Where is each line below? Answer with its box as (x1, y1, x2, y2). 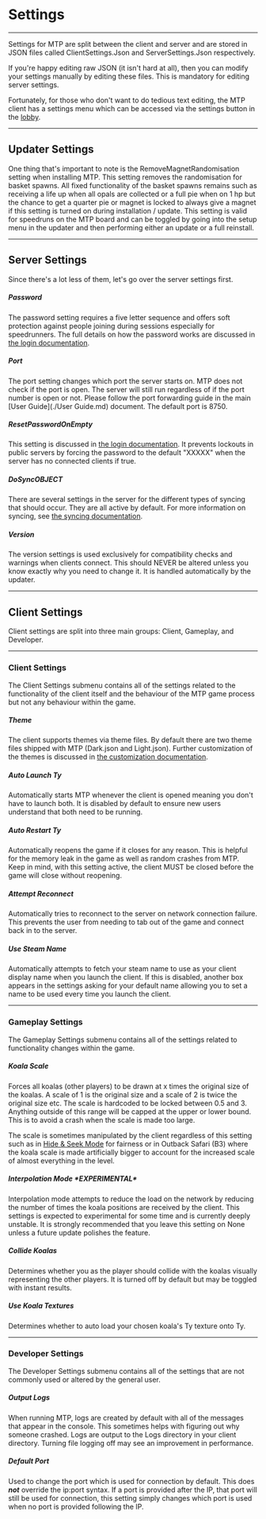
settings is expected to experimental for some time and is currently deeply (8, 1211, 251, 1220)
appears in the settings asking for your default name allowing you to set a (8, 981, 248, 990)
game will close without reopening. (8, 871, 123, 881)
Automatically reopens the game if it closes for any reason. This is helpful (8, 846, 248, 855)
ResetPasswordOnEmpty (8, 419, 93, 430)
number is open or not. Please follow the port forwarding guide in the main (8, 393, 251, 403)
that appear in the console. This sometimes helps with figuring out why (8, 1421, 240, 1431)
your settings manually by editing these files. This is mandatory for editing (8, 71, 249, 81)
